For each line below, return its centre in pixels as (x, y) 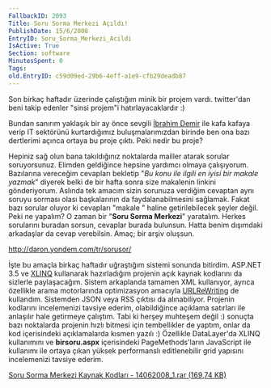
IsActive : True (34, 46)
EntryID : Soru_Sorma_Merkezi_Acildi (70, 38)
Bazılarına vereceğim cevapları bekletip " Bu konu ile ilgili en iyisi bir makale (133, 173)
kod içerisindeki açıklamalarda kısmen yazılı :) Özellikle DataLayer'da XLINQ (134, 333)
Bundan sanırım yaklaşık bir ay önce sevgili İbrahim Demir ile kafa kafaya (129, 123)
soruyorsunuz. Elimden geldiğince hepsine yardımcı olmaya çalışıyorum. (129, 164)
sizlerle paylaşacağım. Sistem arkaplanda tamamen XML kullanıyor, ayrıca (131, 282)
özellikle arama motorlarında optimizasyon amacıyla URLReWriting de (124, 290)
